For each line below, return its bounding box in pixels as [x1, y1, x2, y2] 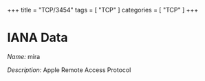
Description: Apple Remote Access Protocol [7, 65, 131, 74]
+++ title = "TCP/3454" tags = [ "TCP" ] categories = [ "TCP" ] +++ [7, 6, 199, 14]
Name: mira [7, 52, 41, 60]
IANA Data [7, 30, 68, 45]
